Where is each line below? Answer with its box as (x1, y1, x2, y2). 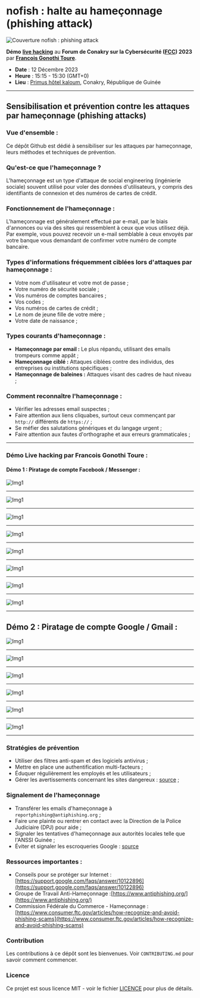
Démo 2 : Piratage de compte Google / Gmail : (6, 622, 178, 632)
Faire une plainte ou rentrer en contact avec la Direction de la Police (14, 817, 182, 824)
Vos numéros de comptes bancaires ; (14, 292, 107, 299)
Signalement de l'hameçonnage (6, 791, 100, 799)
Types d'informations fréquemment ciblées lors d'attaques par (6, 258, 192, 266)
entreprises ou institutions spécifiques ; (14, 364, 112, 372)
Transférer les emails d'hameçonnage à (14, 804, 112, 812)
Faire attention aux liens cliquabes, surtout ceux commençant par (14, 412, 176, 419)
